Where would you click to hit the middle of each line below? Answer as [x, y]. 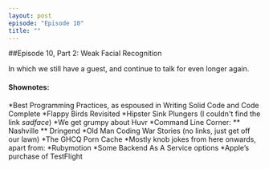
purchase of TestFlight [45, 156]
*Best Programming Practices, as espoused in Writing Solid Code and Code [134, 105]
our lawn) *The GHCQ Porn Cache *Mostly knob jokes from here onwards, [132, 139]
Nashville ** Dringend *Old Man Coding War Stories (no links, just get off [129, 131]
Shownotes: [29, 87]
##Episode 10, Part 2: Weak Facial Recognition [85, 54]
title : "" [25, 30]
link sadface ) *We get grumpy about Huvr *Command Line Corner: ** [124, 122]
